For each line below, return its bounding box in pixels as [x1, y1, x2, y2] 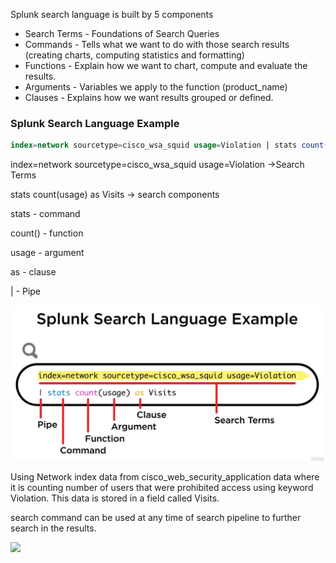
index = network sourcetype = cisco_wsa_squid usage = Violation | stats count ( [10, 140, 329, 151]
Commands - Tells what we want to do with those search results [24, 39, 290, 50]
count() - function [10, 227, 84, 239]
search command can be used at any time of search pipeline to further [10, 511, 302, 523]
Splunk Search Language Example [10, 116, 180, 130]
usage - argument [10, 247, 85, 259]
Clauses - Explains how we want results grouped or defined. [24, 92, 274, 103]
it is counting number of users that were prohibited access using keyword [10, 481, 314, 493]
